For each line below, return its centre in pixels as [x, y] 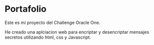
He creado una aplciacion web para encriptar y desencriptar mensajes [77, 32]
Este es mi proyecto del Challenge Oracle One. [53, 22]
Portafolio [26, 9]
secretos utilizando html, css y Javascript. [48, 37]
